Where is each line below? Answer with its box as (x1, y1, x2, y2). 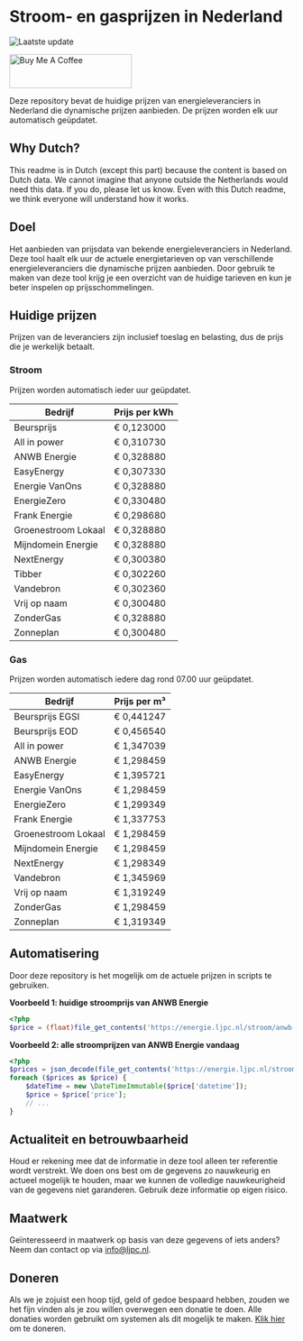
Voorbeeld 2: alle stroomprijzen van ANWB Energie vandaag (9, 1039, 240, 1050)
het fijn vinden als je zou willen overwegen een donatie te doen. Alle (9, 1304, 262, 1315)
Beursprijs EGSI (14, 710, 80, 722)
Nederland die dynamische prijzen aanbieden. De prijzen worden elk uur (9, 105, 279, 115)
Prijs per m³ (114, 694, 167, 707)
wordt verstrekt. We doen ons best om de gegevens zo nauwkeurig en (9, 1165, 271, 1176)
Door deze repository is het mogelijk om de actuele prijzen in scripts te (9, 969, 272, 980)
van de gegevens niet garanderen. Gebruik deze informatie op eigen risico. (9, 1184, 289, 1196)
